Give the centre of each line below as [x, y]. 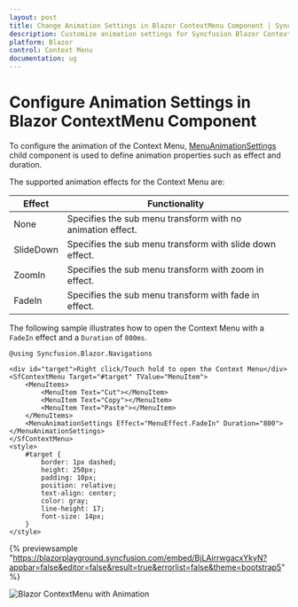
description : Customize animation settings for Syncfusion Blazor [134, 34]
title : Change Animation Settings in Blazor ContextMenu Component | [141, 26]
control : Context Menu [51, 51]
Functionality [176, 203]
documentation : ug [43, 58]
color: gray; [65, 501]
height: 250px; [69, 470]
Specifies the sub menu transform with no [154, 218]
